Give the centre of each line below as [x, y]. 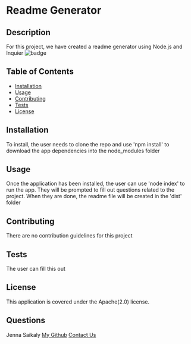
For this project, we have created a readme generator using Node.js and [94, 46]
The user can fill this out [36, 269]
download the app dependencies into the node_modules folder [83, 151]
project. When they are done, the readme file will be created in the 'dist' [94, 196]
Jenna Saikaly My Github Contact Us [51, 334]
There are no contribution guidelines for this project [69, 236]
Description [28, 32]
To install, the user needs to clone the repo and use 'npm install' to [88, 144]
